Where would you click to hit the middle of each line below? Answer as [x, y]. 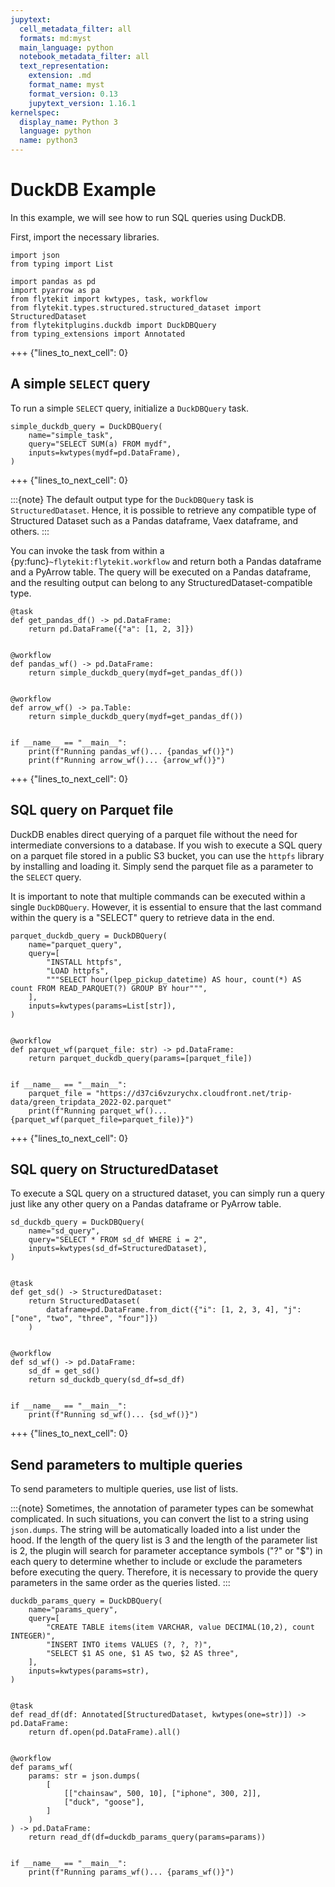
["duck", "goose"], [104, 1802]
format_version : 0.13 [73, 94]
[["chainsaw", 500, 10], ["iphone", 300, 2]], [162, 1794]
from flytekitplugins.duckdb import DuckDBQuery [113, 325]
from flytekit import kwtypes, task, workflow [109, 299]
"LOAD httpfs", [78, 971]
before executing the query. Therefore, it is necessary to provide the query [164, 1572]
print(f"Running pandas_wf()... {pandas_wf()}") [131, 751]
